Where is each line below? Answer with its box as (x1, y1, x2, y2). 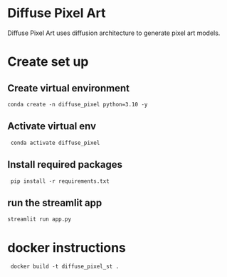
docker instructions (7, 239, 127, 256)
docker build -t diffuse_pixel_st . (10, 263, 120, 271)
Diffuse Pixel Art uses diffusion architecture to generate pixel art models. (7, 29, 221, 37)
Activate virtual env (7, 120, 97, 133)
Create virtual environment (7, 82, 130, 94)
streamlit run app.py (7, 216, 72, 223)
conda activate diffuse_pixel (10, 139, 100, 146)
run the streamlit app (7, 196, 102, 208)
